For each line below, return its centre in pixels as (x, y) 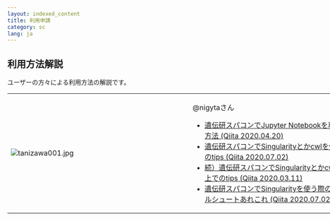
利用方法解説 (35, 64)
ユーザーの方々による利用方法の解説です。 (69, 83)
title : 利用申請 (29, 20)
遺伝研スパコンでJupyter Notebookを (266, 126)
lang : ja (20, 34)
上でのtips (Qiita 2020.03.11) (253, 179)
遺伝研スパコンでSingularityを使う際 (264, 189)
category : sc (26, 27)
